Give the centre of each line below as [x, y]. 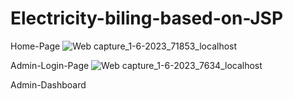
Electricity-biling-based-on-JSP [147, 18]
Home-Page [35, 46]
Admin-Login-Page [50, 65]
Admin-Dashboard [48, 84]
